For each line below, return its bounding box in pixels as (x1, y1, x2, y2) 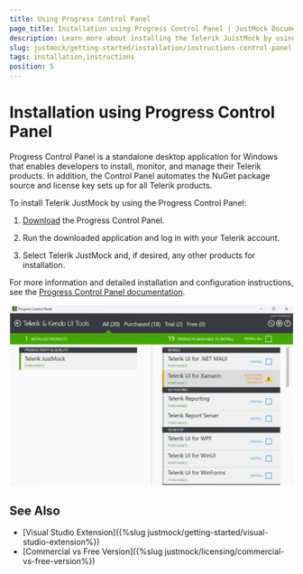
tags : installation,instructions (9, 52, 135, 62)
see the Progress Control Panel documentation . (9, 286, 186, 297)
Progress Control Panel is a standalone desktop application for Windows (9, 151, 278, 162)
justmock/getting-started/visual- (147, 526, 269, 537)
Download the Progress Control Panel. (22, 215, 165, 226)
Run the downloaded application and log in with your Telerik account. (22, 232, 280, 243)
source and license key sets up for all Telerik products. (9, 180, 213, 190)
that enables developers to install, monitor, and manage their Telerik (9, 161, 262, 171)
